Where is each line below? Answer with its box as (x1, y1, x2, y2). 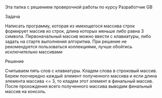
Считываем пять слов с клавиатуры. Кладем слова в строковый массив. (5, 68, 157, 74)
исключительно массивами (5, 49, 63, 55)
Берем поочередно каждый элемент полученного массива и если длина (5, 73, 157, 78)
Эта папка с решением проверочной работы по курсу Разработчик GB (5, 4, 153, 10)
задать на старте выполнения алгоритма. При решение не (5, 39, 127, 44)
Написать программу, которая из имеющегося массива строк (5, 23, 135, 29)
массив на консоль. (5, 89, 47, 94)
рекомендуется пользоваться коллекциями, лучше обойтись (5, 44, 133, 49)
